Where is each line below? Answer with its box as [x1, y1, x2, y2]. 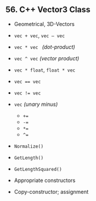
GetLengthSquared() [14, 166, 62, 172]
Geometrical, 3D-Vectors [14, 20, 75, 27]
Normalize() [14, 143, 44, 150]
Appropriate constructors [14, 177, 76, 184]
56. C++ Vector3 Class [5, 5, 91, 15]
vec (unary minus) [14, 100, 58, 108]
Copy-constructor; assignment [14, 188, 89, 195]
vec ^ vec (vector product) [14, 54, 80, 61]
